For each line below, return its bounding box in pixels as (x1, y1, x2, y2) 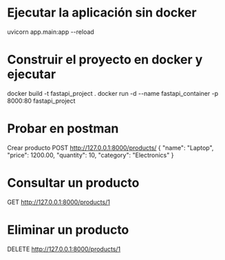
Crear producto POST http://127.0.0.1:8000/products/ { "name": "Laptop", (7, 143, 214, 152)
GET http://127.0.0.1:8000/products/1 (7, 198, 110, 206)
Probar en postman (7, 121, 119, 137)
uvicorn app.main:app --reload (7, 28, 94, 36)
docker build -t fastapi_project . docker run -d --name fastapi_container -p (7, 89, 219, 97)
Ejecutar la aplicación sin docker (7, 5, 197, 21)
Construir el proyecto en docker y (7, 52, 203, 68)
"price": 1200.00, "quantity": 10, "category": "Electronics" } (7, 150, 174, 159)
